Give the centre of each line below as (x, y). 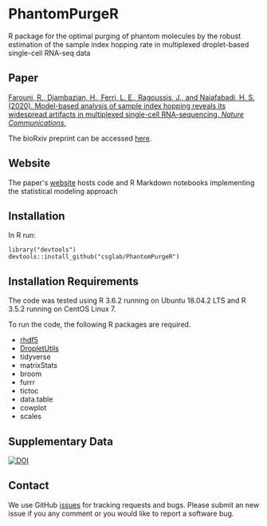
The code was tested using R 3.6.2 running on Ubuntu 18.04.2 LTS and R (127, 301)
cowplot (33, 408)
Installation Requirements (74, 281)
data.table (36, 399)
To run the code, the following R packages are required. (100, 325)
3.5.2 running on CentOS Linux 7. (62, 309)
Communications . (37, 123)
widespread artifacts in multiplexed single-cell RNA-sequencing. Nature (126, 114)
